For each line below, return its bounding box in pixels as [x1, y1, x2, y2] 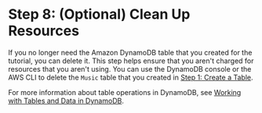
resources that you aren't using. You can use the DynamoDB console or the [8, 64, 252, 73]
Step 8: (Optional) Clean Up [8, 5, 191, 23]
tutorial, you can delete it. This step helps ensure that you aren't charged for [8, 56, 254, 65]
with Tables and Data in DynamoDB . [8, 96, 124, 105]
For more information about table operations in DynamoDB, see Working [8, 87, 242, 97]
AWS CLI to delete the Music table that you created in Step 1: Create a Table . [8, 72, 253, 82]
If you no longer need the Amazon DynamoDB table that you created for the [8, 48, 253, 57]
